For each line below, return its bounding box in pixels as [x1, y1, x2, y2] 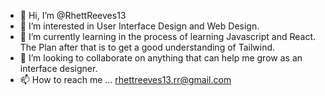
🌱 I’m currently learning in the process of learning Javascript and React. [19, 31, 317, 42]
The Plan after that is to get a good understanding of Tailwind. [19, 41, 276, 53]
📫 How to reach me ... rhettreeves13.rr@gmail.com [19, 74, 232, 85]
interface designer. [19, 63, 98, 74]
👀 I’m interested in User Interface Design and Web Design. [19, 20, 260, 32]
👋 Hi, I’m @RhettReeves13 [19, 10, 127, 21]
